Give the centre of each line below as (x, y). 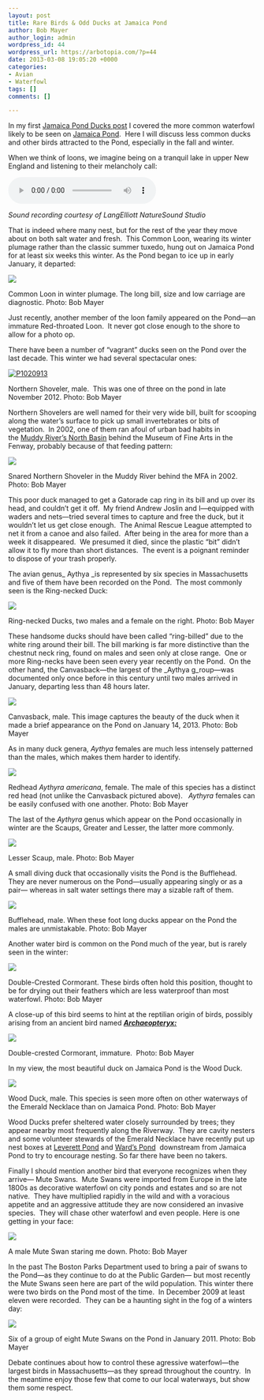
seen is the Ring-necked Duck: (58, 591)
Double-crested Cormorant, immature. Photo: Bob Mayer (101, 1053)
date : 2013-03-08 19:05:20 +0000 (63, 60)
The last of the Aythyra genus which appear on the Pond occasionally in (125, 819)
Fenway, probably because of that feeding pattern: (91, 446)
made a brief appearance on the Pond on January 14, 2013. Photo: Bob (123, 725)
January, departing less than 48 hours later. (79, 687)
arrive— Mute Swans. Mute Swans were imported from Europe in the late (128, 1180)
